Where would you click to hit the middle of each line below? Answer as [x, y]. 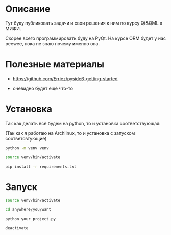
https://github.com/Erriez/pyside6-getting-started [65, 78]
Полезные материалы [55, 65]
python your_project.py [31, 219]
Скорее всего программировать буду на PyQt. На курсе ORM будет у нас [86, 38]
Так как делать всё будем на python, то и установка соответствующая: [83, 123]
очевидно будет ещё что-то [43, 88]
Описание [28, 9]
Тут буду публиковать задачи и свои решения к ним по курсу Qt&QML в [84, 23]
